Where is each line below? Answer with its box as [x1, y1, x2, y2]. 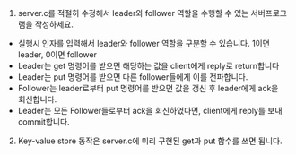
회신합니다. [17, 94, 57, 105]
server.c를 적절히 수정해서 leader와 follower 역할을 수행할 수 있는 [17, 8, 249, 18]
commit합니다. [17, 116, 70, 127]
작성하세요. [34, 19, 74, 30]
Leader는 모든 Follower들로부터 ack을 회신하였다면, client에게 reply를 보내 [17, 106, 283, 116]
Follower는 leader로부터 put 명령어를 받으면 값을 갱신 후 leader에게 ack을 [17, 83, 279, 93]
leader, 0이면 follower [17, 49, 97, 60]
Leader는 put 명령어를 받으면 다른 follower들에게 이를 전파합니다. [17, 72, 248, 82]
